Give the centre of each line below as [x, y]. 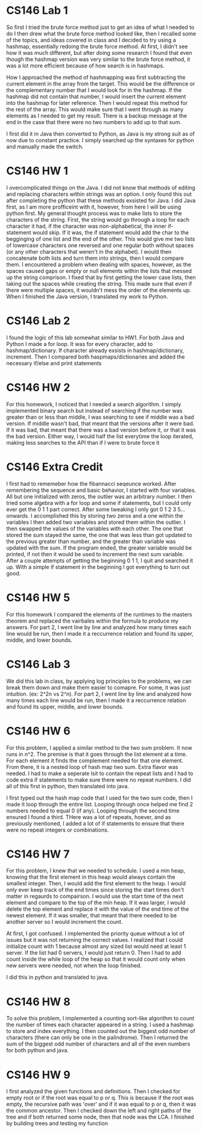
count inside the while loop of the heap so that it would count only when [96, 959]
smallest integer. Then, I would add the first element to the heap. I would [96, 883]
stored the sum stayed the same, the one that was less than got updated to [99, 535]
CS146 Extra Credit [55, 467]
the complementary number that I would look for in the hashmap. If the [94, 90]
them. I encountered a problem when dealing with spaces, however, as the [99, 264]
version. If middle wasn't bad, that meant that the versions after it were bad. [100, 423]
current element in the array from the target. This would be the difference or [101, 83]
